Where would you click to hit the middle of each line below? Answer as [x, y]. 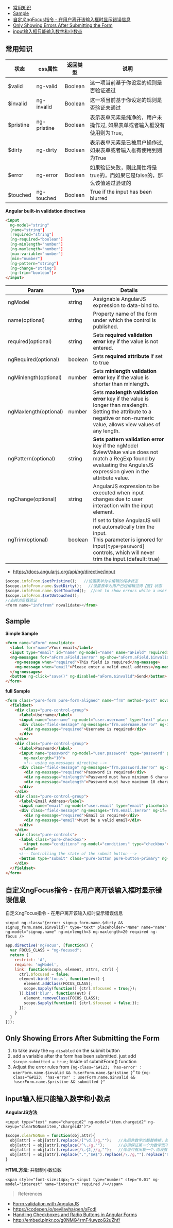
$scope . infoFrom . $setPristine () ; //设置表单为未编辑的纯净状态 [72, 581]
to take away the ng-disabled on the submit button [66, 1050]
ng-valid [47, 86]
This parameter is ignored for [128, 540]
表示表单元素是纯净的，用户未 [126, 117]
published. [106, 327]
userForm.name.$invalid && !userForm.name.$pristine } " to [76, 1072]
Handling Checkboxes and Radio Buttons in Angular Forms [75, 1215]
